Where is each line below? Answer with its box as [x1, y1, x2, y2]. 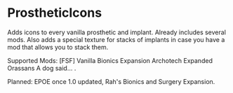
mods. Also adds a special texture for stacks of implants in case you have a [7, 35, 225, 43]
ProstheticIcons [7, 5, 102, 21]
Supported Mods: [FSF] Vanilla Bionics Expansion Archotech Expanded [7, 56, 213, 64]
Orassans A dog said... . [7, 64, 76, 72]
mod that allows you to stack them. [7, 43, 109, 51]
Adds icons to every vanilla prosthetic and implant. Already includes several [7, 28, 227, 36]
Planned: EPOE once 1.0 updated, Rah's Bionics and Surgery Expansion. [7, 77, 215, 85]
